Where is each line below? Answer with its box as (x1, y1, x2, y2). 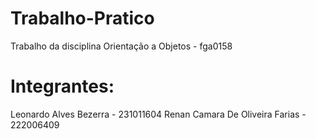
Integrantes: (10, 75, 115, 98)
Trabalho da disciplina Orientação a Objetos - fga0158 (10, 40, 233, 52)
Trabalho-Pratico (10, 7, 155, 30)
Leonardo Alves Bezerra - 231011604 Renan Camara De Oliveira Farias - (10, 108, 307, 120)
